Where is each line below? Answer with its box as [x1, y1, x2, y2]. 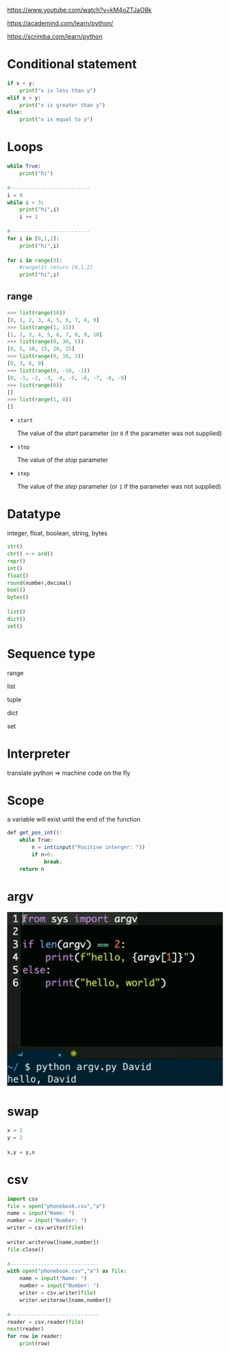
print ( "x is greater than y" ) [19, 102, 106, 108]
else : [7, 109, 23, 116]
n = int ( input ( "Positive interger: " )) [31, 844, 146, 851]
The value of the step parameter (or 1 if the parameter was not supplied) [16, 482, 221, 491]
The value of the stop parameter [16, 456, 108, 464]
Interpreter [7, 746, 71, 761]
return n [19, 865, 44, 872]
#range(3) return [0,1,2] [19, 264, 94, 271]
